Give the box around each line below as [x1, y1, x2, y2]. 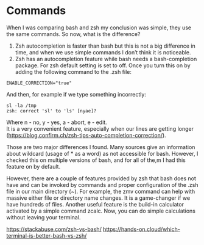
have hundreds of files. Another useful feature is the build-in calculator [6, 200, 185, 208]
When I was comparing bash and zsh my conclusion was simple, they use [6, 24, 192, 31]
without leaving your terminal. [6, 213, 81, 221]
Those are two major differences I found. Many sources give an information [6, 143, 195, 150]
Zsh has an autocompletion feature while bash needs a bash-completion [15, 55, 197, 62]
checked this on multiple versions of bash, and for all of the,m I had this [6, 156, 186, 164]
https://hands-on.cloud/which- [102, 225, 181, 233]
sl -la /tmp [6, 102, 37, 109]
